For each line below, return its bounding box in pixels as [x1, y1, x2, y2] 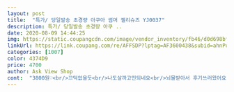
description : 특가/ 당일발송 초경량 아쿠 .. [7, 23, 123, 30]
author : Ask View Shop [7, 68, 73, 75]
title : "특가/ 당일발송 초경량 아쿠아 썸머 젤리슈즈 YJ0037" [7, 17, 165, 24]
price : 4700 [7, 62, 42, 68]
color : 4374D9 [7, 55, 49, 62]
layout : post [7, 10, 45, 17]
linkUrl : [7, 42, 33, 49]
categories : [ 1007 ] [7, 49, 64, 56]
